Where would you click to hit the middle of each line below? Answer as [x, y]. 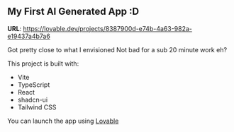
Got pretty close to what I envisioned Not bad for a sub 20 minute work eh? [117, 49]
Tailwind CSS [37, 107]
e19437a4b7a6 [29, 36]
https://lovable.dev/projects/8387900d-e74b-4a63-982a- [108, 28]
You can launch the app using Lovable [63, 121]
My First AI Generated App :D [73, 12]
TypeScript [34, 85]
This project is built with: [43, 64]
